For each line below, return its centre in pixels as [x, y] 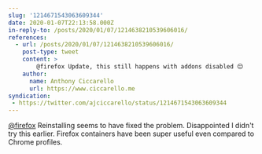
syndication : [30, 96]
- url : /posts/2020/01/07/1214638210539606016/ [95, 45]
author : [35, 74]
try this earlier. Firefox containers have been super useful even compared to [131, 134]
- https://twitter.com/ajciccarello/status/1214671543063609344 [119, 103]
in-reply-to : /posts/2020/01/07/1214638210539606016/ [98, 30]
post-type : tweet [51, 52]
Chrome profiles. [35, 142]
